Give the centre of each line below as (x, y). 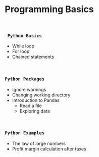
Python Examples (25, 133)
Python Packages (25, 79)
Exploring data (35, 111)
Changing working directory (41, 95)
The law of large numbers (39, 143)
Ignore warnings (29, 89)
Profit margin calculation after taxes (49, 149)
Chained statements (33, 57)
